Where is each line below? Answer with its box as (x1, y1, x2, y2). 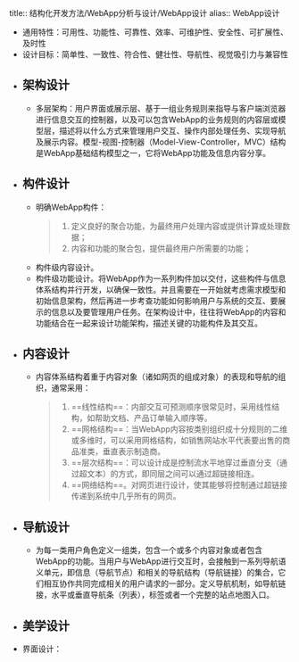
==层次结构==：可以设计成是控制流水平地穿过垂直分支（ (71, 458, 280, 468)
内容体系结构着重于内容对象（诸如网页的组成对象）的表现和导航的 (35, 371, 278, 382)
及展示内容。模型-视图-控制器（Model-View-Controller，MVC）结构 (35, 137, 287, 147)
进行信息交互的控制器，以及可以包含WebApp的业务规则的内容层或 (35, 114, 278, 125)
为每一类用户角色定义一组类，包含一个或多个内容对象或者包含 (35, 545, 263, 556)
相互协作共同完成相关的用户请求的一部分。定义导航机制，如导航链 (43, 578, 287, 589)
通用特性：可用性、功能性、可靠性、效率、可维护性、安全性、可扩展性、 (21, 27, 288, 37)
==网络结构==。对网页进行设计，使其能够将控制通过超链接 (71, 480, 288, 491)
